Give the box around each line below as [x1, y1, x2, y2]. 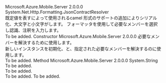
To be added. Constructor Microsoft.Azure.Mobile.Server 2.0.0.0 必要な [5, 34, 151, 39]
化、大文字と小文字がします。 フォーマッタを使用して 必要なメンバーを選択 [5, 21, 158, 27]
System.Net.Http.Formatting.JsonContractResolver [5, 9, 109, 15]
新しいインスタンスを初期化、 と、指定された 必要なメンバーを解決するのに [5, 46, 157, 51]
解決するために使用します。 [18, 40, 74, 45]
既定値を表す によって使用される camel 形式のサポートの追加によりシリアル [5, 15, 158, 21]
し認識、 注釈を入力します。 [5, 27, 61, 33]
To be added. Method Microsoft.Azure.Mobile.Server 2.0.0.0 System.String [5, 58, 158, 63]
